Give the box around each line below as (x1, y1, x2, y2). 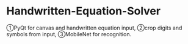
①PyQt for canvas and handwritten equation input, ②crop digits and (6, 24, 183, 31)
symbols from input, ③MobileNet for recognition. (6, 30, 132, 37)
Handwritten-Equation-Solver (6, 4, 161, 18)
